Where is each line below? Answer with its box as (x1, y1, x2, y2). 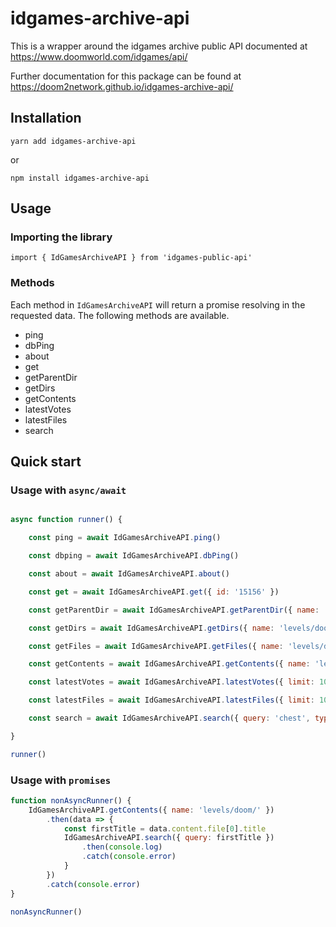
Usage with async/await (10, 483, 127, 497)
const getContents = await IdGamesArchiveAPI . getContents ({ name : (28, 659, 311, 669)
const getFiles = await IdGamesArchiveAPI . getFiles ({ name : (28, 641, 284, 651)
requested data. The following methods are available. (10, 309, 230, 321)
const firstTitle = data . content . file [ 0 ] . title (63, 823, 267, 834)
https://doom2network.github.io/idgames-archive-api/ (10, 80, 234, 92)
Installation (10, 110, 82, 127)
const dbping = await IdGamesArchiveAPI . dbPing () (28, 551, 240, 561)
